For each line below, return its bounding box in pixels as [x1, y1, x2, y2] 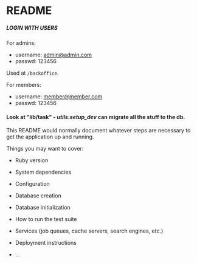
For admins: [6, 39, 36, 47]
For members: [6, 81, 41, 89]
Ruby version [15, 157, 49, 164]
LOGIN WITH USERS [6, 24, 58, 31]
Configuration [15, 180, 50, 188]
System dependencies [15, 168, 72, 176]
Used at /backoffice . [6, 69, 59, 77]
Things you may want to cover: [6, 145, 84, 152]
